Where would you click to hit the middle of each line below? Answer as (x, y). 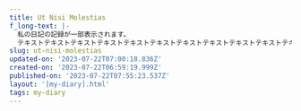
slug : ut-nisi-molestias (56, 51)
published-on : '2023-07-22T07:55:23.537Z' (90, 76)
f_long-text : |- (39, 26)
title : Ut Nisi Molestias (57, 17)
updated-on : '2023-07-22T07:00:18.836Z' (86, 59)
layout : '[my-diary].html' (60, 84)
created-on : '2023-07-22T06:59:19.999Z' (86, 68)
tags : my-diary (38, 92)
